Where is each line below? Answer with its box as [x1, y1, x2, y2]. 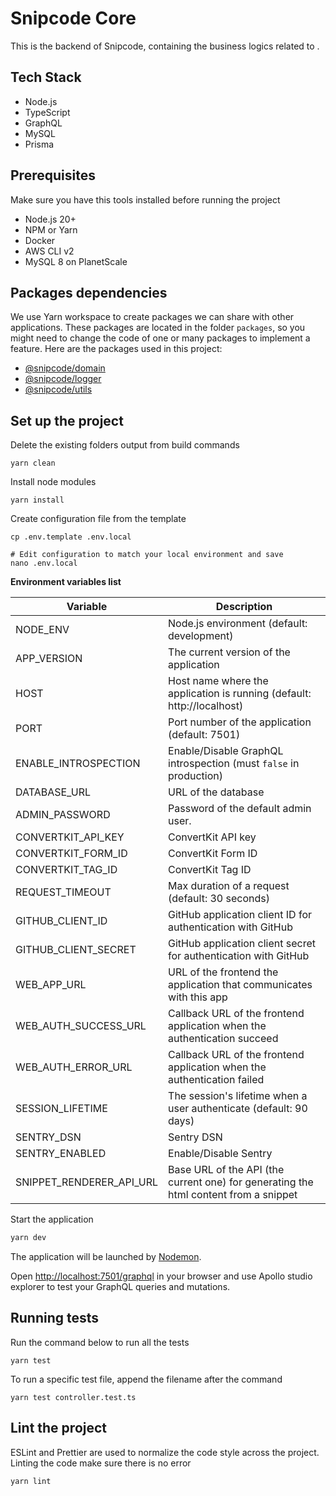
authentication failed [168, 1073, 265, 1087]
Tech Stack [10, 69, 82, 86]
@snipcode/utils [24, 383, 93, 396]
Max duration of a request [168, 879, 290, 893]
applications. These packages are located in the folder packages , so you [10, 322, 306, 334]
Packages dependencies [10, 284, 168, 301]
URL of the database [168, 785, 265, 799]
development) [168, 629, 234, 643]
